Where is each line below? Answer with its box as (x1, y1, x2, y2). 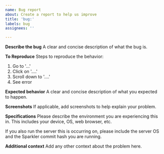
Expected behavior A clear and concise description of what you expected (5, 89, 158, 95)
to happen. (5, 94, 27, 100)
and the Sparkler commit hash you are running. (5, 134, 102, 140)
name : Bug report (5, 7, 41, 12)
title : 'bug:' (5, 16, 35, 21)
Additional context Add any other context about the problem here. (5, 143, 142, 150)
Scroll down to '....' (12, 74, 51, 80)
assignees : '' (5, 26, 35, 31)
